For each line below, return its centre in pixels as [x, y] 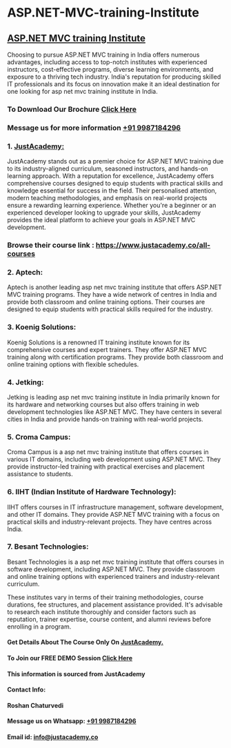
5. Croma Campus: [39, 437]
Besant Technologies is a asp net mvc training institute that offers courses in [115, 562]
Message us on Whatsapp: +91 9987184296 [72, 721]
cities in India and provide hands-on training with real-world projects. [105, 419]
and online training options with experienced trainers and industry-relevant [113, 576]
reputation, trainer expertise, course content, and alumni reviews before [109, 619]
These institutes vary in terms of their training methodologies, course [106, 597]
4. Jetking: [26, 382]
